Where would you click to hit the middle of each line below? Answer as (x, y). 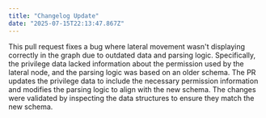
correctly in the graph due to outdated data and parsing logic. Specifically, (132, 55)
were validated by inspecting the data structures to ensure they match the (131, 98)
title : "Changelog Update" (54, 16)
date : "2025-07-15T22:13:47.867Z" (67, 23)
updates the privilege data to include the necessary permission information (133, 81)
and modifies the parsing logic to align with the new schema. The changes (132, 89)
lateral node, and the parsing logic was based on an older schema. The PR (132, 72)
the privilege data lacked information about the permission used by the (126, 63)
